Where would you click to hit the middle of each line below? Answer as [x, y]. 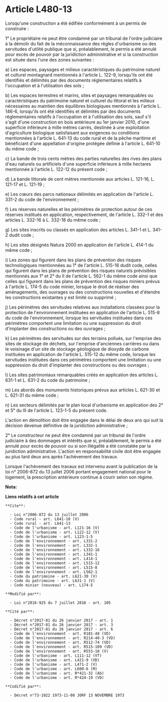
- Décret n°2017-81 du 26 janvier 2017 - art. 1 [61, 620]
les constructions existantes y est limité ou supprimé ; [61, 297]
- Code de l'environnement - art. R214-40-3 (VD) [62, 638]
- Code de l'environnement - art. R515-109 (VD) [61, 647]
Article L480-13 [39, 9]
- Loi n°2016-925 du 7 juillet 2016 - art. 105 [60, 603]
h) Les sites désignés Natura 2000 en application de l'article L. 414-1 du [79, 245]
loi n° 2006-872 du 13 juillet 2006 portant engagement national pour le [78, 471]
